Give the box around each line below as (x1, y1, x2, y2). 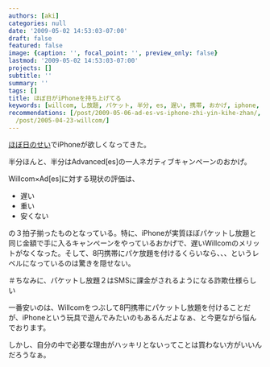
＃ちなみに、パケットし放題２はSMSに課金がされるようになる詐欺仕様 (8, 275, 243, 285)
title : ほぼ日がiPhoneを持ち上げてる (8, 94, 122, 102)
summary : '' (8, 79, 48, 87)
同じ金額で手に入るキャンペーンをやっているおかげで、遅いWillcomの (8, 238, 239, 248)
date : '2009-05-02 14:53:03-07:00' (8, 27, 128, 35)
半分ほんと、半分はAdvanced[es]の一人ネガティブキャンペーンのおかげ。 (8, 156, 251, 166)
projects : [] (8, 64, 52, 72)
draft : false (8, 34, 52, 43)
